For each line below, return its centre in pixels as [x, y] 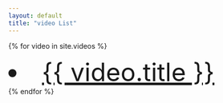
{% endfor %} [31, 91]
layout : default [35, 16]
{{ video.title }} [128, 72]
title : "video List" [43, 23]
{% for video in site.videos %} [58, 46]
